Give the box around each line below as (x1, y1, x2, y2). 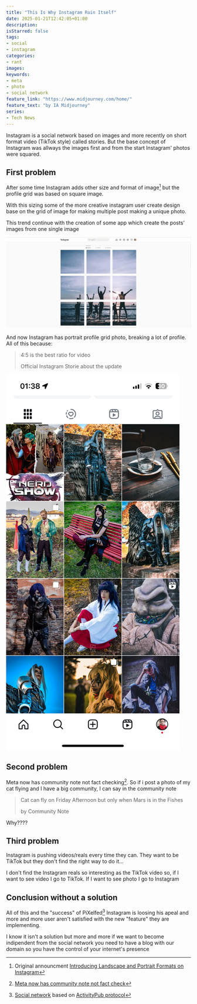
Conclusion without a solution (6, 892, 118, 902)
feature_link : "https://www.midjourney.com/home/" (6, 96, 133, 102)
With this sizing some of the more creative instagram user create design (6, 202, 181, 209)
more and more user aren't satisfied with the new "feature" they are (6, 915, 169, 922)
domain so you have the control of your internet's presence (6, 945, 150, 952)
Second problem (6, 762, 68, 772)
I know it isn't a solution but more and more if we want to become (6, 933, 164, 940)
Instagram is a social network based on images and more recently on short (6, 132, 187, 139)
